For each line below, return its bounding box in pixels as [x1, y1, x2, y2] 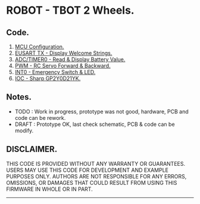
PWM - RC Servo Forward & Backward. [14, 62, 111, 69]
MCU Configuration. [14, 43, 64, 50]
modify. [14, 126, 34, 134]
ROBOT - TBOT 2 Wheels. [6, 4, 135, 17]
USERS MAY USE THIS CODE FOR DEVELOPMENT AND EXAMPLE [6, 166, 168, 174]
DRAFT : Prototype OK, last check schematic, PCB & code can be [14, 120, 175, 128]
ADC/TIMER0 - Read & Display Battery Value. [14, 56, 126, 63]
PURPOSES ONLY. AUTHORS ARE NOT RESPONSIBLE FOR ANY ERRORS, [6, 172, 187, 180]
